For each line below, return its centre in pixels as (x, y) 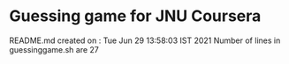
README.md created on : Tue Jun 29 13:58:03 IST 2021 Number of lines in (145, 40)
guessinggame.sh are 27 (54, 49)
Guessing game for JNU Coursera (135, 16)
